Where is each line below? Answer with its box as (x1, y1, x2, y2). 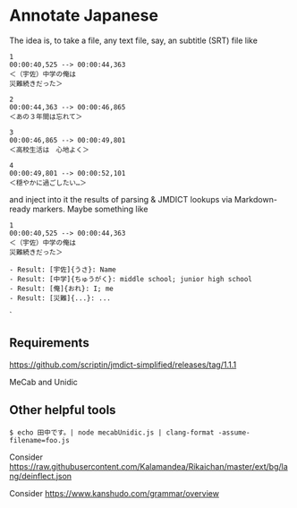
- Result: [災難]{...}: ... (9, 293, 112, 303)
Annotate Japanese (9, 5, 159, 26)
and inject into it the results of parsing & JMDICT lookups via (9, 194, 233, 204)
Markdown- (233, 194, 277, 204)
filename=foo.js (9, 435, 70, 444)
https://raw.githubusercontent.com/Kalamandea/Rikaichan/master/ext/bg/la (9, 461, 288, 471)
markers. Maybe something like (32, 203, 148, 214)
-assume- (217, 427, 250, 437)
